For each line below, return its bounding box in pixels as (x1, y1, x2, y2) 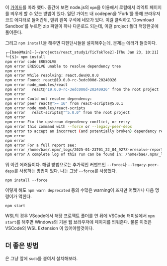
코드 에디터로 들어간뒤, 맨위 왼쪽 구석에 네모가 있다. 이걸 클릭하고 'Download (5, 17, 154, 22)
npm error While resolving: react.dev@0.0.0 (5, 73, 99, 78)
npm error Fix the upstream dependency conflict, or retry (5, 119, 130, 125)
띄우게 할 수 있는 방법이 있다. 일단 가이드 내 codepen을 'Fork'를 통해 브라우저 (10, 10, 161, 16)
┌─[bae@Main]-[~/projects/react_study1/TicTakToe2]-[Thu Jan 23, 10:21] (5, 50, 159, 55)
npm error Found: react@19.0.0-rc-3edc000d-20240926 (5, 78, 117, 83)
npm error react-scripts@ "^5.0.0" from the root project (5, 110, 130, 115)
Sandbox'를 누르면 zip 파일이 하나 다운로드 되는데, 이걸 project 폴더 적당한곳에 (5, 23, 159, 29)
